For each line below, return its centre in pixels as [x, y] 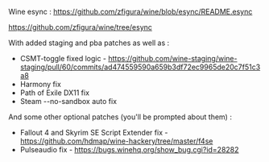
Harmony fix [41, 84]
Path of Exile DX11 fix [55, 93]
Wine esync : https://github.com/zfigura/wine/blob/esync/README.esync [130, 12]
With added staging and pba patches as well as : [89, 43]
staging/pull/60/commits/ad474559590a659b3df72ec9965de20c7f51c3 [140, 67]
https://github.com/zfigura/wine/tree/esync [81, 27]
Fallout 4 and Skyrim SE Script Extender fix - [94, 133]
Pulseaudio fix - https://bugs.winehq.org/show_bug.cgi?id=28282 [129, 150]
